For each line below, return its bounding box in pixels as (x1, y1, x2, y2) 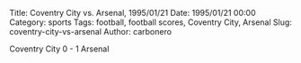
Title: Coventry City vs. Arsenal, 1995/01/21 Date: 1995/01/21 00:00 (9, 8, 256, 18)
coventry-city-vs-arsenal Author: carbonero (9, 27, 173, 36)
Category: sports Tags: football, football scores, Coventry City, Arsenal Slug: (9, 17, 292, 28)
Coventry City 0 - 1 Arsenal (9, 43, 110, 54)
